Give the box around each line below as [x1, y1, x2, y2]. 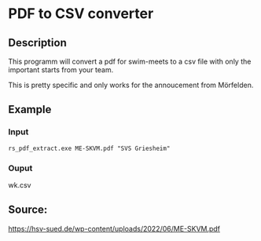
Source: [8, 203, 48, 217]
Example [8, 103, 52, 116]
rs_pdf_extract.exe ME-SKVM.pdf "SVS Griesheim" [8, 144, 171, 152]
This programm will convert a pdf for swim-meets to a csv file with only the [8, 57, 252, 66]
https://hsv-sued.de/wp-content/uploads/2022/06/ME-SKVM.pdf [8, 224, 221, 233]
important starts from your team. [8, 65, 114, 75]
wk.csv [8, 180, 31, 189]
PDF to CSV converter [8, 5, 154, 23]
